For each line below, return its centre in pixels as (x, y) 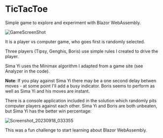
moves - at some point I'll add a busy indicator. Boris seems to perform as (80, 86)
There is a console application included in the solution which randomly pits (81, 100)
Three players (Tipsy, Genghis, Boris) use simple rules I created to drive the (82, 51)
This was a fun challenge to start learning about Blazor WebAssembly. (76, 130)
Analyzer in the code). (28, 71)
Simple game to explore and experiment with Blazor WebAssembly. (73, 23)
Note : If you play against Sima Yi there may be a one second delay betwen (81, 81)
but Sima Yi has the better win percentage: (49, 111)
